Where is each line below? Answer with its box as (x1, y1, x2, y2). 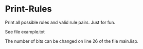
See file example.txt (5, 29, 45, 34)
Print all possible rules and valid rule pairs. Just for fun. (5, 19, 116, 25)
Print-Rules (5, 3, 52, 15)
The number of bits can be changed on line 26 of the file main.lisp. (5, 38, 139, 44)
